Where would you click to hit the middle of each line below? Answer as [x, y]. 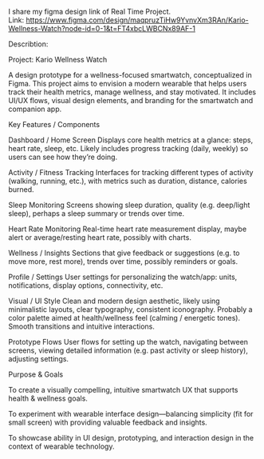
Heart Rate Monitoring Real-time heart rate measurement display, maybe [128, 229]
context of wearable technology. [61, 446]
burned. [21, 190]
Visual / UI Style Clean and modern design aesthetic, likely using [114, 301]
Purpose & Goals [36, 374]
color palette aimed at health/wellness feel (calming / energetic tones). [124, 318]
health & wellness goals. [48, 398]
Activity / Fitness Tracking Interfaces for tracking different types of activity [131, 172]
